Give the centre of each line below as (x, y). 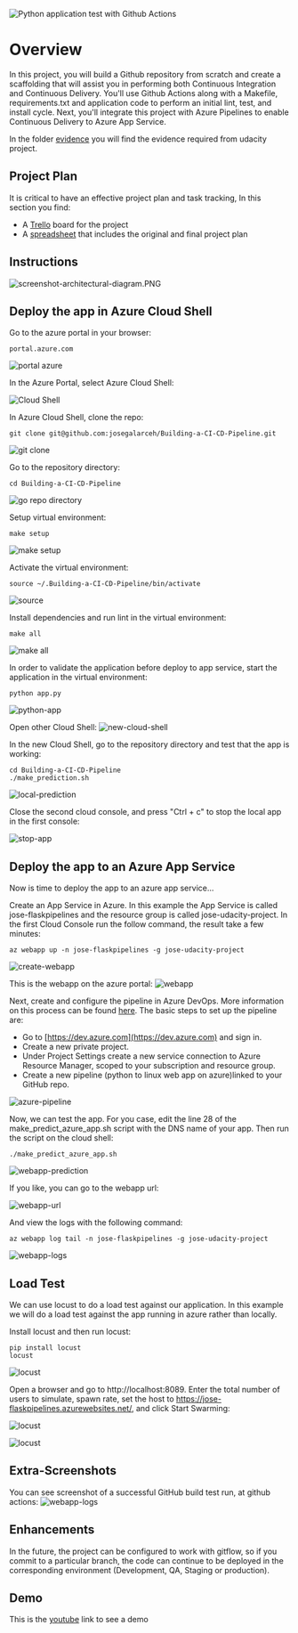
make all (25, 634)
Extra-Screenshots (63, 1471)
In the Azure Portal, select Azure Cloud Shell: (92, 383)
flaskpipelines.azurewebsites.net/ (70, 1408)
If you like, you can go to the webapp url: (84, 1188)
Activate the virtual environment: (69, 568)
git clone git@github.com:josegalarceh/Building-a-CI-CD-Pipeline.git (143, 434)
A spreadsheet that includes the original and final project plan (135, 234)
